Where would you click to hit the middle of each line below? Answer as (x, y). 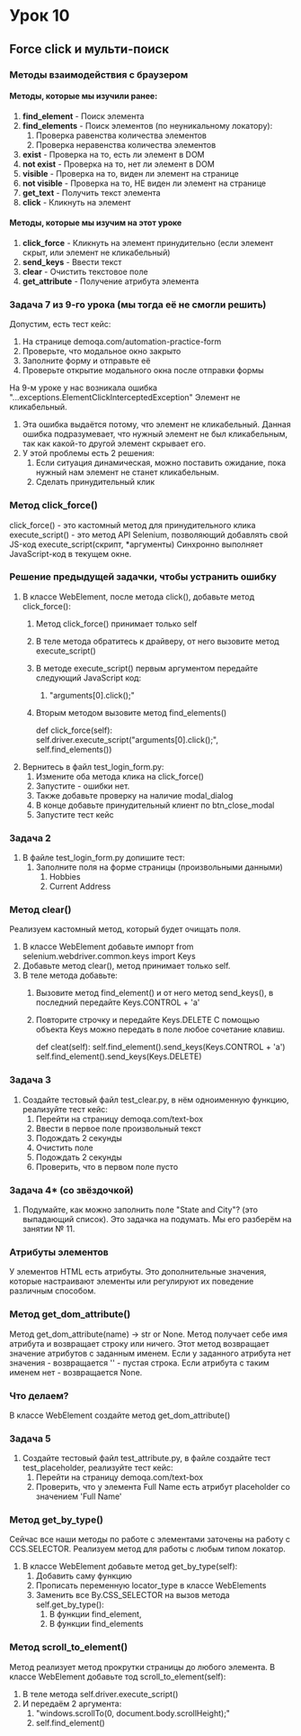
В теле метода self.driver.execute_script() (100, 1694)
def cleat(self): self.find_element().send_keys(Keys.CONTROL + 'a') (160, 1047)
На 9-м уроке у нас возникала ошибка (84, 388)
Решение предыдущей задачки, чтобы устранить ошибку (143, 577)
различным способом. (53, 1291)
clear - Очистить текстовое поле (85, 271)
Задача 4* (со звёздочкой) (71, 1190)
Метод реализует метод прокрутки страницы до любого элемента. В (142, 1667)
